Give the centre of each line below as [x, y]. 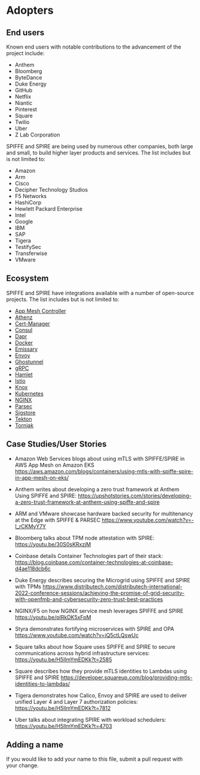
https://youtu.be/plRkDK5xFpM [53, 617]
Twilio [22, 122]
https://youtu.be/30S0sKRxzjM [53, 544]
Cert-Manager [33, 323]
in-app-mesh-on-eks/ [42, 478]
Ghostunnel [29, 361]
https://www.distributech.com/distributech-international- [113, 586]
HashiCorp [28, 202]
